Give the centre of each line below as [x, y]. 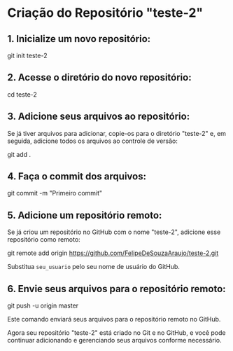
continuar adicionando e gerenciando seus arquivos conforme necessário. [114, 340]
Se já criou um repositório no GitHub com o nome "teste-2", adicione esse [114, 232]
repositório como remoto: [44, 240]
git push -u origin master [43, 305]
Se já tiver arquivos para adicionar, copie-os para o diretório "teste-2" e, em [116, 133]
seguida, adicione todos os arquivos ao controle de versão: [93, 141]
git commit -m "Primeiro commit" [55, 193]
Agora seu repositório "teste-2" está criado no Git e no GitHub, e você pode [116, 333]
